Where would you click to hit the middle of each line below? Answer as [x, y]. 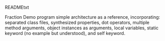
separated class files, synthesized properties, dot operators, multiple [77, 23]
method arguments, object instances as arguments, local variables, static [82, 28]
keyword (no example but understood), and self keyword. [65, 33]
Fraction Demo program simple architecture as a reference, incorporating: [82, 17]
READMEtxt [17, 7]
